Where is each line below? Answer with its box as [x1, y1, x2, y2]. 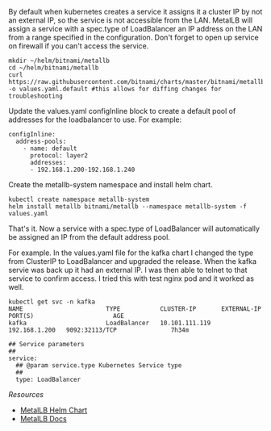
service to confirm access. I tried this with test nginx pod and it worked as [8, 274, 254, 283]
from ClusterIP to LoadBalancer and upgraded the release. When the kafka [8, 257, 256, 266]
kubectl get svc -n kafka [8, 298, 95, 306]
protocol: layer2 [29, 152, 89, 160]
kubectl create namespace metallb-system [8, 195, 150, 203]
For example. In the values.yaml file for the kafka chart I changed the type [8, 248, 254, 257]
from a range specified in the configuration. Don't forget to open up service [8, 32, 260, 42]
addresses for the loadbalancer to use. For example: [8, 115, 182, 124]
